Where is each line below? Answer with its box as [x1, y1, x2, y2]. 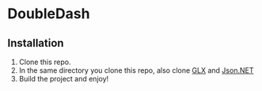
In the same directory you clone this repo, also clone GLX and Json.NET [18, 66, 254, 75]
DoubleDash [7, 5, 90, 23]
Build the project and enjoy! [18, 74, 109, 83]
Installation [7, 36, 64, 50]
